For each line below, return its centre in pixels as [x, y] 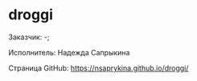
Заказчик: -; [29, 37]
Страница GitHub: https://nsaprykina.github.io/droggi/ [98, 68]
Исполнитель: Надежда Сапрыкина [69, 52]
